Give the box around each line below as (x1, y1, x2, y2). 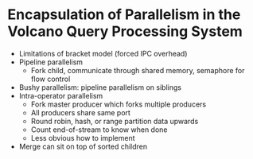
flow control (30, 74, 71, 83)
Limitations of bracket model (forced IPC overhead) (18, 48, 188, 58)
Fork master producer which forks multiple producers (30, 99, 207, 109)
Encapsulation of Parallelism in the (7, 6, 241, 24)
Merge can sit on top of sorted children (18, 142, 148, 151)
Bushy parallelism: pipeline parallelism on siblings (18, 82, 182, 92)
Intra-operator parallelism (18, 91, 103, 100)
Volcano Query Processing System (7, 22, 243, 41)
